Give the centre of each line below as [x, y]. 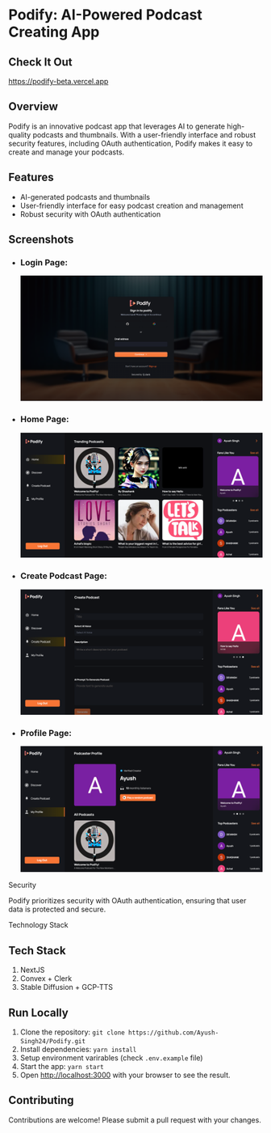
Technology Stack [38, 925]
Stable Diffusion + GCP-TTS [66, 987]
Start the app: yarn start [62, 1067]
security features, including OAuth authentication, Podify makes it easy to [130, 143]
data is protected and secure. [57, 909]
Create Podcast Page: [63, 576]
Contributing [41, 1100]
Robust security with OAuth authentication [90, 214]
